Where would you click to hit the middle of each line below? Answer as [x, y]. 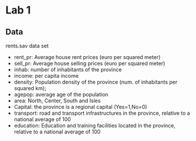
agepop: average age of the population [61, 94]
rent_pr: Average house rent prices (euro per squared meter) [87, 57]
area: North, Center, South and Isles [57, 101]
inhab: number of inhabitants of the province [68, 70]
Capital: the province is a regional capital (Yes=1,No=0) [80, 107]
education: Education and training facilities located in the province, [94, 125]
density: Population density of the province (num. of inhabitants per [96, 82]
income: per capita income [46, 76]
